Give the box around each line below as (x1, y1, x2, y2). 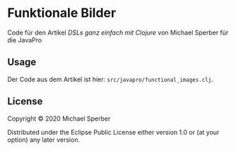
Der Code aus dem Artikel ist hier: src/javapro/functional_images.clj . (7, 75, 213, 83)
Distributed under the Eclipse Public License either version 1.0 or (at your (7, 128, 220, 136)
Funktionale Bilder (7, 5, 117, 21)
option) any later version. (7, 135, 80, 144)
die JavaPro (7, 35, 42, 44)
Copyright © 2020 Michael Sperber (7, 114, 111, 123)
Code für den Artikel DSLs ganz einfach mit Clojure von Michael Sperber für (7, 28, 229, 37)
